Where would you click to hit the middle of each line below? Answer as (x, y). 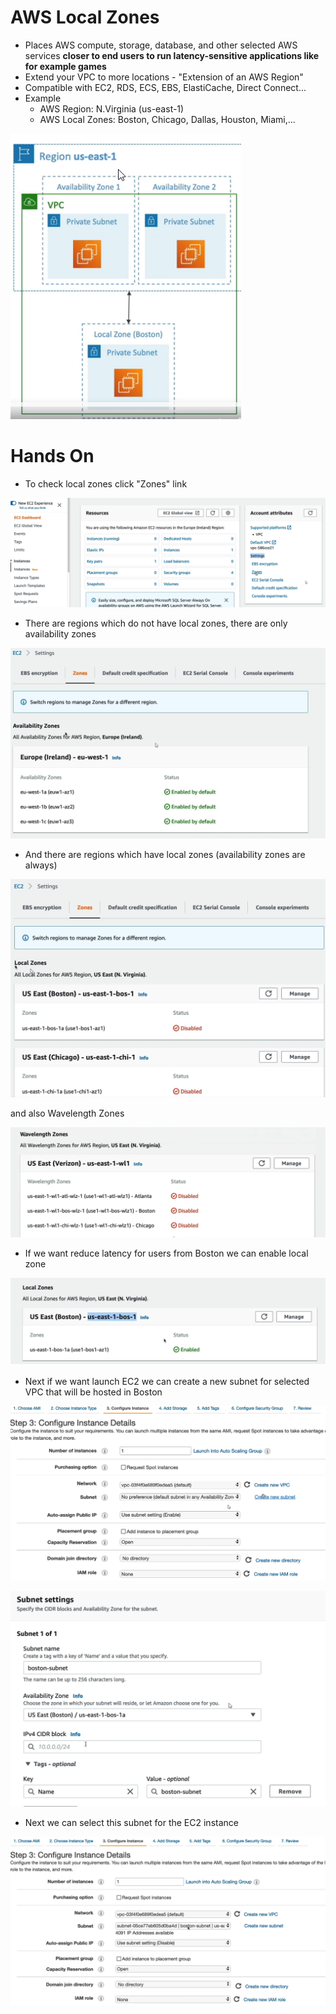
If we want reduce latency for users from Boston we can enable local (166, 1253)
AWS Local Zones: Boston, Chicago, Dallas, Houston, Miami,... (167, 119)
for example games (65, 66)
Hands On (52, 456)
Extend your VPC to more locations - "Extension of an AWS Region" (164, 77)
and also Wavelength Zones (67, 1113)
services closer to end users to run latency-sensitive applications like (172, 55)
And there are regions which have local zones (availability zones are (165, 855)
